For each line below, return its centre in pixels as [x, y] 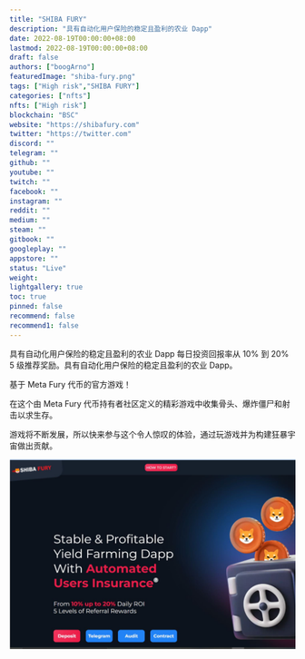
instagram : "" [36, 201]
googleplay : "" [38, 249]
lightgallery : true [46, 287]
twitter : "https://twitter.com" [70, 134]
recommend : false [42, 316]
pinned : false [36, 307]
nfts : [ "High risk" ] [49, 105]
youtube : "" [32, 172]
